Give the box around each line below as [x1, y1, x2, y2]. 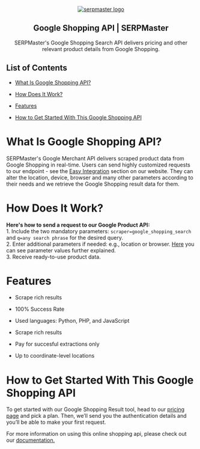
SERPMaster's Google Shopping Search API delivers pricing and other [14, 39, 188, 46]
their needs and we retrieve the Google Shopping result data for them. [6, 180, 180, 188]
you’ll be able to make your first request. [6, 418, 106, 426]
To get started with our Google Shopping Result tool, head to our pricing [6, 406, 185, 413]
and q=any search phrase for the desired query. [6, 234, 123, 241]
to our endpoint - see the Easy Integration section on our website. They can [6, 167, 193, 174]
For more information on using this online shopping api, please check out [6, 430, 187, 438]
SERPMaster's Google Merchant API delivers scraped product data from [6, 154, 184, 162]
